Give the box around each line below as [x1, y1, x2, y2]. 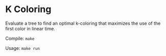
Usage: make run [5, 45, 40, 51]
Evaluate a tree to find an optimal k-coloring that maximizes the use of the [5, 20, 161, 26]
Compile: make [5, 35, 35, 41]
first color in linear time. [5, 25, 55, 31]
